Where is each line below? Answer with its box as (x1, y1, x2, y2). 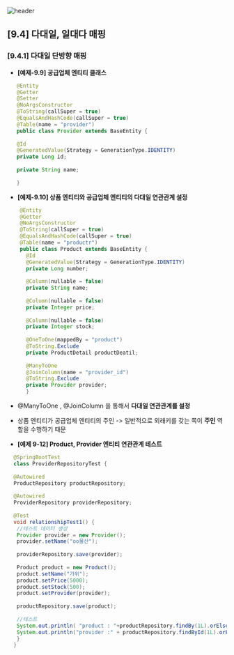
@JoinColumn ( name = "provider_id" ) (25, 369, 130, 376)
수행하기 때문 (30, 425, 66, 433)
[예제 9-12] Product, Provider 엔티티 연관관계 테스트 (17, 440, 162, 449)
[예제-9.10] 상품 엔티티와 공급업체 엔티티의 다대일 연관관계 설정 (17, 192, 188, 201)
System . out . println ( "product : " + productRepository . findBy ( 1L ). (16, 622, 210, 629)
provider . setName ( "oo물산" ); (16, 538, 99, 545)
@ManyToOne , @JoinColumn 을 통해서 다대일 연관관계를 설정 (17, 401, 190, 410)
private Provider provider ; (25, 382, 108, 389)
